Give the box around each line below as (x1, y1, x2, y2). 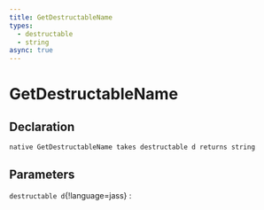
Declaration (9, 119, 75, 134)
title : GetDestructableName (9, 12, 113, 22)
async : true (9, 46, 53, 55)
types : (9, 21, 34, 30)
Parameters (9, 167, 75, 182)
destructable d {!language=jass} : (9, 190, 132, 200)
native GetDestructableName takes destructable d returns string (9, 143, 255, 152)
